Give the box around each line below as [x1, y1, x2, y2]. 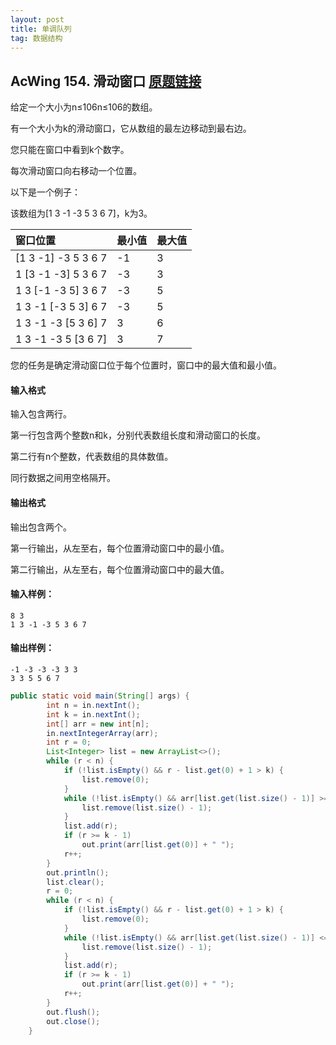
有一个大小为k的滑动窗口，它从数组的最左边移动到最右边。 [10, 122, 252, 135]
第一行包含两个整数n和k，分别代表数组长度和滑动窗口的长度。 [10, 429, 266, 441]
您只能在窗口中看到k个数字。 [10, 144, 130, 156]
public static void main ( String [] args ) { [10, 691, 190, 701]
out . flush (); [46, 1007, 101, 1017]
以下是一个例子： [10, 186, 81, 198]
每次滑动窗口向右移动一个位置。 [10, 165, 142, 177]
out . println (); [46, 867, 110, 878]
